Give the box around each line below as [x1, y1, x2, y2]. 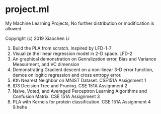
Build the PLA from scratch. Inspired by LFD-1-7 [12, 45, 112, 51]
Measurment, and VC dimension [12, 61, 79, 67]
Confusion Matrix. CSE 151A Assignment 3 [12, 93, 100, 99]
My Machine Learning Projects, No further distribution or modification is [5, 20, 154, 26]
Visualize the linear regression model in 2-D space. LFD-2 [12, 50, 133, 56]
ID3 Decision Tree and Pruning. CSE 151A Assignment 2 [12, 82, 127, 89]
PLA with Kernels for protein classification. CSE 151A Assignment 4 [12, 98, 151, 104]
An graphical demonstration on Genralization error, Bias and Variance [12, 55, 156, 62]
